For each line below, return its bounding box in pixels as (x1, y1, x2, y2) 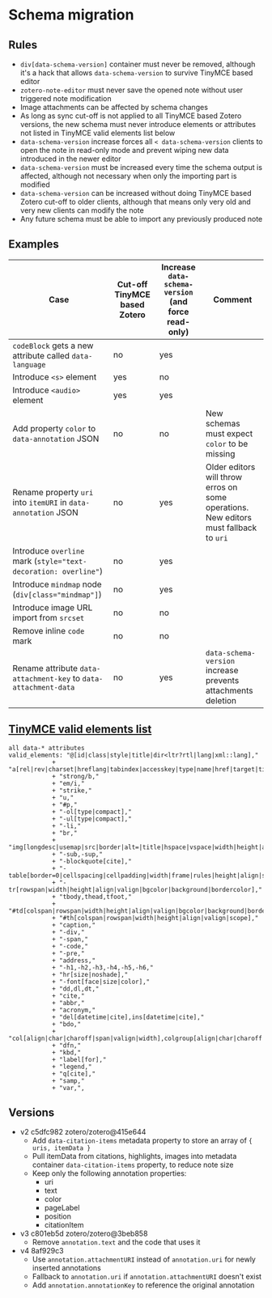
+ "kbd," (51, 1048, 82, 1057)
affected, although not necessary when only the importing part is (19, 172, 237, 180)
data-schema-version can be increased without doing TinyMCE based (19, 189, 252, 197)
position (44, 1211, 71, 1221)
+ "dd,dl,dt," (51, 985, 100, 993)
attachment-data (12, 682, 75, 692)
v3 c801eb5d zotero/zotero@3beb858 (19, 1228, 148, 1239)
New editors (205, 511, 253, 523)
